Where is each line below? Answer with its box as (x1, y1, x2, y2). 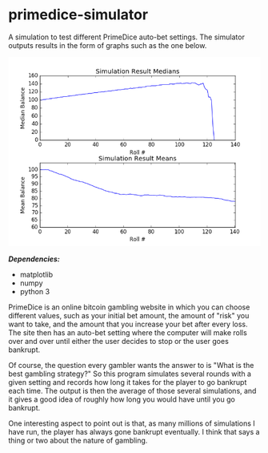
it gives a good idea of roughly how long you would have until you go (8, 394, 236, 404)
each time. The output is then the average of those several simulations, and (8, 386, 257, 395)
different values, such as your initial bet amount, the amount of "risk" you (8, 310, 250, 320)
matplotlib (19, 269, 54, 279)
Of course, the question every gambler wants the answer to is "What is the (8, 360, 254, 370)
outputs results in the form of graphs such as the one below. (8, 40, 207, 50)
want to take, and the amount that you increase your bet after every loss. (8, 319, 248, 329)
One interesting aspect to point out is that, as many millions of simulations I (8, 419, 256, 428)
